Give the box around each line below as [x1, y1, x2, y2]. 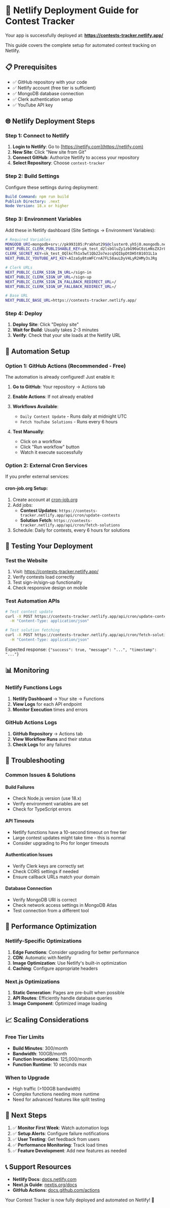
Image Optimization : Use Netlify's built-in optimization [12, 960, 127, 966]
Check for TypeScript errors [12, 806, 71, 812]
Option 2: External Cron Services [5, 462, 88, 469]
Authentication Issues [5, 852, 53, 858]
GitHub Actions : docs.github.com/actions [12, 1187, 100, 1193]
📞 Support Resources [5, 1163, 72, 1171]
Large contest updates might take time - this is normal [12, 835, 125, 841]
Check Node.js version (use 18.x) [12, 795, 82, 801]
